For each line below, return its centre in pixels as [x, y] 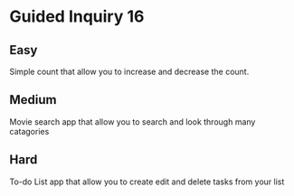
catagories [29, 131]
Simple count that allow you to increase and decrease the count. [129, 71]
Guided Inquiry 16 [77, 17]
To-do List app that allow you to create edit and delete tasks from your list [147, 182]
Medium [33, 100]
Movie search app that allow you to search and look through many [133, 121]
